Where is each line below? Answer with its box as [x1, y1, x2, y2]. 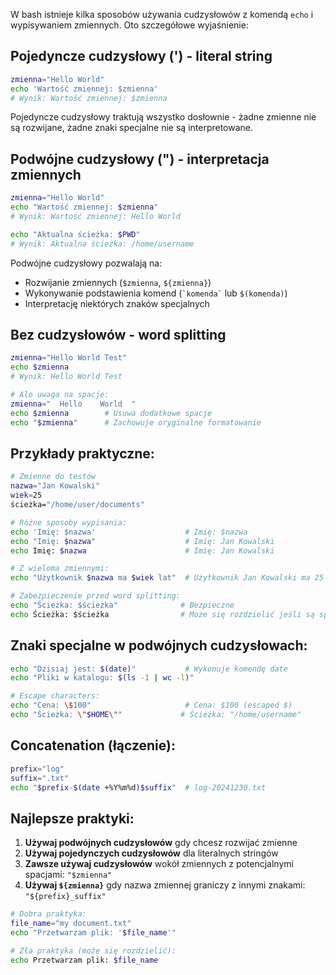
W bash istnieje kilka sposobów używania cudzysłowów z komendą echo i [10, 9, 314, 20]
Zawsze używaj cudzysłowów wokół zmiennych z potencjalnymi [24, 858, 294, 870]
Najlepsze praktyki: [10, 810, 135, 827]
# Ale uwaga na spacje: [10, 390, 110, 400]
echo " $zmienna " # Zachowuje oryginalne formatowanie [10, 417, 262, 428]
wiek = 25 [10, 490, 43, 501]
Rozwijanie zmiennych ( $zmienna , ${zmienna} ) [24, 276, 212, 288]
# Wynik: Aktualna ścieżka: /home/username [10, 239, 195, 249]
